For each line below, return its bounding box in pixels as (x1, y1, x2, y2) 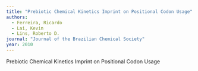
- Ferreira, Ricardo (11, 20, 62, 25)
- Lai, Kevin (11, 25, 44, 31)
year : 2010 (6, 42, 33, 48)
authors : (6, 14, 28, 20)
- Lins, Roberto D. (11, 31, 60, 37)
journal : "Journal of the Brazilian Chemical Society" (6, 36, 145, 42)
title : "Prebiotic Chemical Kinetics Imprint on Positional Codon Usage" (6, 8, 193, 15)
